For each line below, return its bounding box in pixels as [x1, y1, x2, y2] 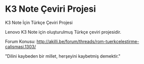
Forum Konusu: [5, 38, 36, 44]
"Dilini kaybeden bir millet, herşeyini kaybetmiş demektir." [5, 53, 121, 59]
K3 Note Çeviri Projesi [5, 3, 96, 15]
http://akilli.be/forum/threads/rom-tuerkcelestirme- [36, 38, 139, 44]
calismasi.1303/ [5, 43, 36, 49]
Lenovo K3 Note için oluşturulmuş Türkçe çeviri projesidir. [5, 29, 122, 35]
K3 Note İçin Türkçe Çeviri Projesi [5, 20, 73, 25]
